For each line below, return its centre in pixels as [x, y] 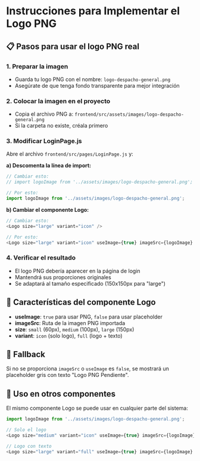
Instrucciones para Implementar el [93, 11]
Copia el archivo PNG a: [44, 114]
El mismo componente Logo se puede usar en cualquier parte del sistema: [97, 408]
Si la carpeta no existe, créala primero [61, 126]
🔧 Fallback [26, 354]
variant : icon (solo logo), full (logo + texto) [69, 336]
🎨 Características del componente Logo [81, 302]
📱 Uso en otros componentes [61, 394]
